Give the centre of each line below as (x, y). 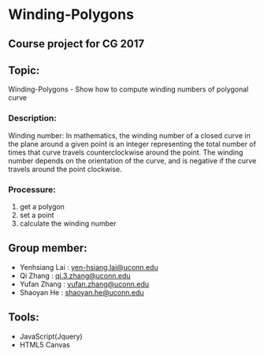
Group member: (48, 248)
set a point (37, 215)
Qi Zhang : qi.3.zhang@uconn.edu (75, 275)
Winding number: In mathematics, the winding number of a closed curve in (129, 135)
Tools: (24, 317)
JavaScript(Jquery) (51, 336)
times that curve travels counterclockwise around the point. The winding (126, 152)
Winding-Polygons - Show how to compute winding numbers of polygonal (128, 89)
